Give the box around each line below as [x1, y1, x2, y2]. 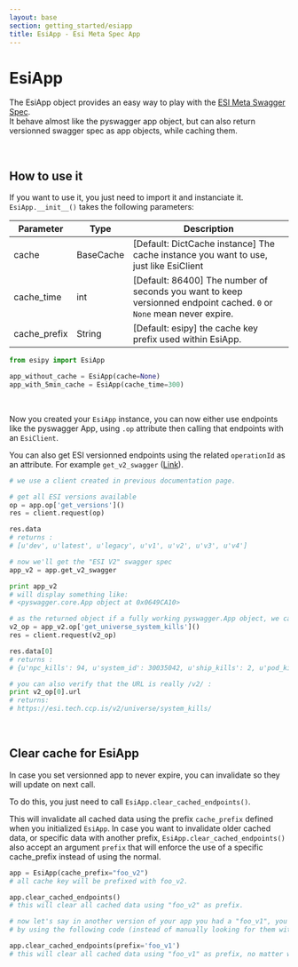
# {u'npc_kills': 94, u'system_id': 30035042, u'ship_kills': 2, [9, 663, 255, 672]
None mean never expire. [132, 308, 234, 320]
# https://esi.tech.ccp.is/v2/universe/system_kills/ [9, 704, 213, 714]
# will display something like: [9, 590, 129, 599]
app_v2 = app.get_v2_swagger [9, 565, 117, 574]
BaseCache [76, 249, 125, 261]
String [76, 328, 102, 340]
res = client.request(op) [9, 508, 105, 518]
